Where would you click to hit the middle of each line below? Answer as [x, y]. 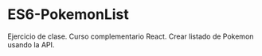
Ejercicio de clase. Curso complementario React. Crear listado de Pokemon [131, 36]
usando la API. [31, 44]
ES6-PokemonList [68, 15]
